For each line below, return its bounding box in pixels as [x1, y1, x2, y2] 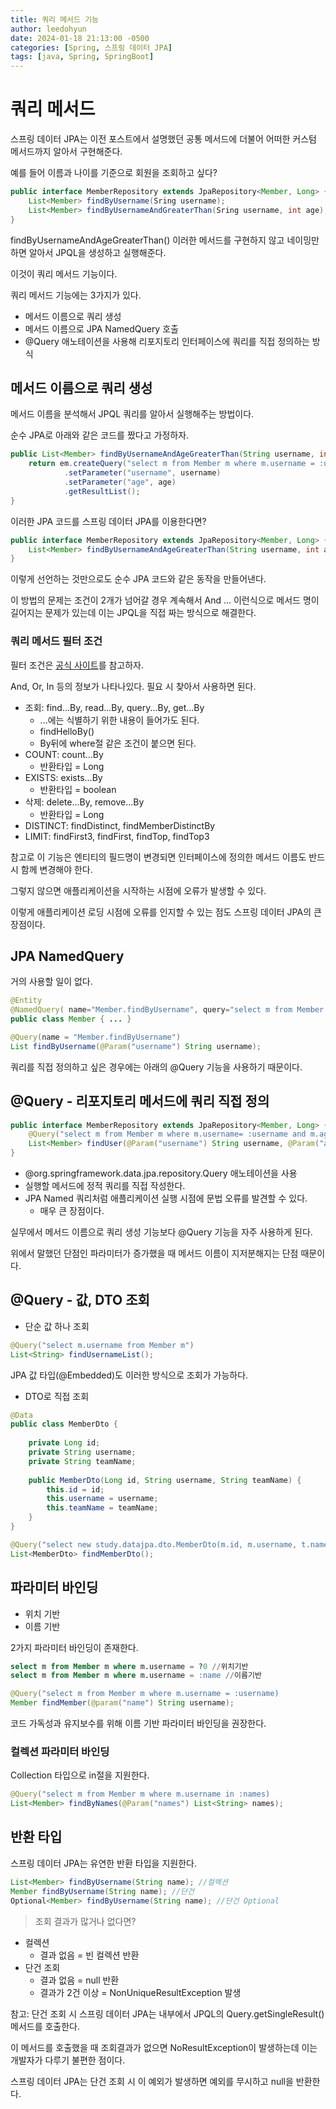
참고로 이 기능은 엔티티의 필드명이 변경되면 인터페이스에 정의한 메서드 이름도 [10, 851, 307, 863]
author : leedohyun [10, 24, 87, 34]
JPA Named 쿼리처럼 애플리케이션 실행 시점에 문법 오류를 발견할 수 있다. [24, 1192, 308, 1205]
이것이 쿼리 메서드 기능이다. [10, 267, 118, 280]
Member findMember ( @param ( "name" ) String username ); [10, 1698, 235, 1708]
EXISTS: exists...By [24, 771, 103, 783]
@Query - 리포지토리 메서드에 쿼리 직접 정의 [10, 1093, 270, 1110]
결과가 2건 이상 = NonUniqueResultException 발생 [39, 1986, 242, 1998]
